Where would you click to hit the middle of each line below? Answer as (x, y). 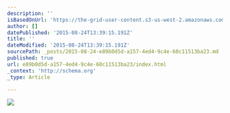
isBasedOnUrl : (27, 20)
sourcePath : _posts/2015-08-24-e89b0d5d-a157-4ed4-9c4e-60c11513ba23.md (113, 52)
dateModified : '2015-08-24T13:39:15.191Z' (68, 45)
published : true (30, 58)
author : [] (23, 26)
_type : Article (29, 77)
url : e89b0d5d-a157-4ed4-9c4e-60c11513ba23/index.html (87, 64)
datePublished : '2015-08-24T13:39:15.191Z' (70, 33)
